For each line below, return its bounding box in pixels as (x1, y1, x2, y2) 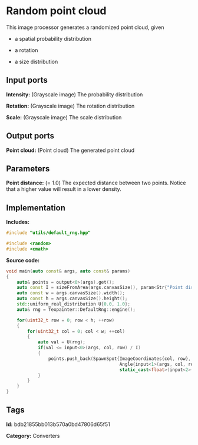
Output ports (6, 131, 55, 141)
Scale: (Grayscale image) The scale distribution (6, 113, 122, 121)
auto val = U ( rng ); (37, 339, 85, 345)
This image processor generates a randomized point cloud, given (6, 24, 164, 31)
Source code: (6, 256, 40, 264)
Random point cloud (6, 4, 107, 18)
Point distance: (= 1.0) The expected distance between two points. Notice (6, 179, 186, 187)
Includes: (6, 219, 30, 226)
